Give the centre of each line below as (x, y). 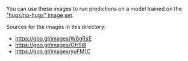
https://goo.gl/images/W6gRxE (53, 38)
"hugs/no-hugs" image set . (40, 15)
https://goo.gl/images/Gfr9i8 (51, 45)
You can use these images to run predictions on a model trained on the (94, 9)
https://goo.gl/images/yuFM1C (53, 51)
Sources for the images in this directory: (56, 27)
